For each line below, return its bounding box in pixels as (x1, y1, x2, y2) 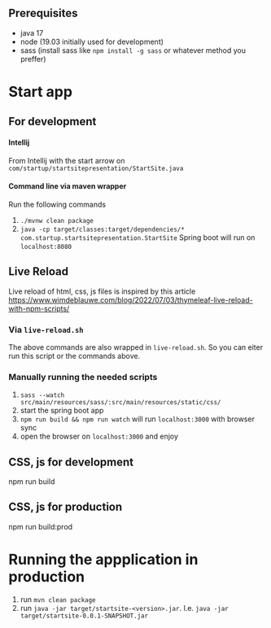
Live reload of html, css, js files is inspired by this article (8, 286, 196, 296)
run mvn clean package (20, 594, 96, 604)
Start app (8, 83, 73, 101)
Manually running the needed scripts (8, 371, 158, 382)
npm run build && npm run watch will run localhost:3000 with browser (20, 414, 255, 424)
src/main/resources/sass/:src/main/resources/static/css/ (20, 399, 221, 407)
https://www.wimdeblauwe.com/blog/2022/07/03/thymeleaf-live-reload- (8, 294, 254, 304)
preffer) (20, 54, 46, 63)
